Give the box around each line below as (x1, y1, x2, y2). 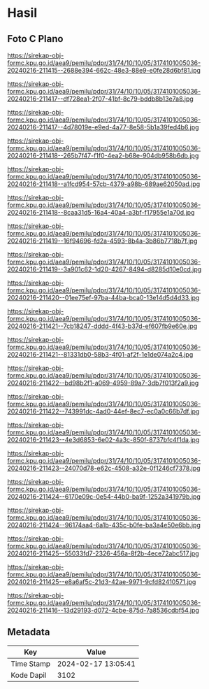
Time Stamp (10, 659, 51, 669)
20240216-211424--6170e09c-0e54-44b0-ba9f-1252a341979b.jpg (7, 492, 201, 501)
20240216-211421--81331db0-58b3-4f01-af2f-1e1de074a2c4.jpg (7, 350, 194, 358)
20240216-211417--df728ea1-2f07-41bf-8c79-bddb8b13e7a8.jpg (7, 94, 194, 103)
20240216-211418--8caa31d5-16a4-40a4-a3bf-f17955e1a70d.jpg (7, 208, 195, 216)
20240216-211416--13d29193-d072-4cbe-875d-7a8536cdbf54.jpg (7, 606, 199, 614)
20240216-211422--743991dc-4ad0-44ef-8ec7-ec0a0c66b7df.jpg (7, 407, 200, 415)
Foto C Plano (7, 33, 64, 45)
